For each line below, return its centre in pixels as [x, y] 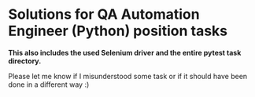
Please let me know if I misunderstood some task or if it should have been [128, 76]
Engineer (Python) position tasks [118, 31]
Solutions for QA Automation [104, 14]
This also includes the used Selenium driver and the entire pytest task [125, 52]
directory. [25, 61]
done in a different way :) [49, 84]
